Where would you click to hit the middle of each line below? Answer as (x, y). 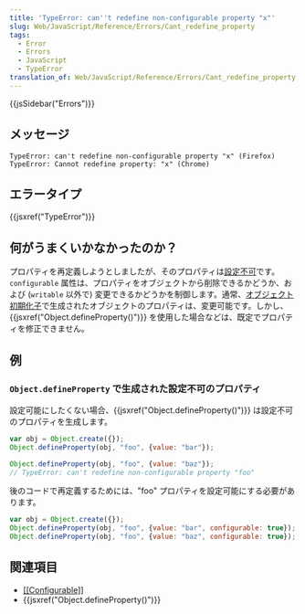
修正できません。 (57, 329)
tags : (20, 35)
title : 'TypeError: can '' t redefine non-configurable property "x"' (142, 18)
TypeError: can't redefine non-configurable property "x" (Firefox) (142, 156)
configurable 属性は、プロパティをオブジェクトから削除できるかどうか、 (147, 283)
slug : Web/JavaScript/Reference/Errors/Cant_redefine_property (132, 26)
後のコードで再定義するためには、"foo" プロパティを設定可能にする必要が (148, 491)
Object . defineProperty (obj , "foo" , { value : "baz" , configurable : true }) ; (153, 537)
